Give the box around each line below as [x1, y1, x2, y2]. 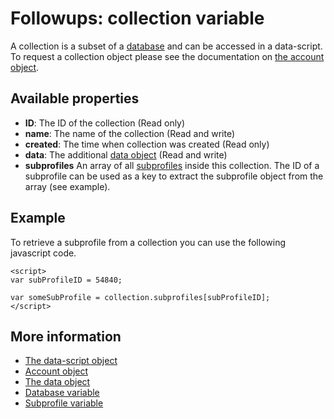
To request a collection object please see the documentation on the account [10, 50, 325, 62]
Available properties [10, 90, 140, 107]
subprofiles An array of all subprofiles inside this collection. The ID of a [24, 159, 320, 171]
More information [10, 328, 122, 345]
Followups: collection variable [10, 7, 265, 30]
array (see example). [24, 180, 111, 192]
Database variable [24, 387, 100, 399]
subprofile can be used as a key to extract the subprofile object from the [24, 170, 324, 182]
